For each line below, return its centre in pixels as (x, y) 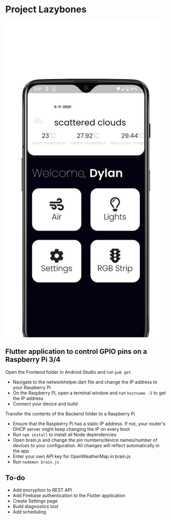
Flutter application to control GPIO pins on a (76, 352)
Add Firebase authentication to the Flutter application (69, 495)
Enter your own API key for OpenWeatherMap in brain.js (71, 456)
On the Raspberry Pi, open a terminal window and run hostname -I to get (89, 393)
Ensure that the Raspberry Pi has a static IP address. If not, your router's (89, 424)
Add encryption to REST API (42, 490)
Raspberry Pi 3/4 (33, 360)
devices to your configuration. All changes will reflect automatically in (86, 445)
